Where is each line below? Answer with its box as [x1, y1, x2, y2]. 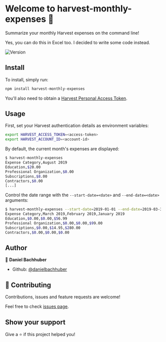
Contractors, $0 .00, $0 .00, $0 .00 [5, 230, 70, 235]
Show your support [5, 318, 66, 326]
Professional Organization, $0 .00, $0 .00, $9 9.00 [5, 221, 103, 226]
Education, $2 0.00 [5, 165, 41, 170]
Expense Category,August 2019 [5, 160, 68, 165]
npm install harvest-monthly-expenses [5, 86, 85, 91]
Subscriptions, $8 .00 [5, 174, 48, 179]
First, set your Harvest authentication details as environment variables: [5, 122, 149, 129]
